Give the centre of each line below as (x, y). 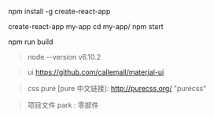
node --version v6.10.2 (64, 57)
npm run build (31, 42)
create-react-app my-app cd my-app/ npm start (86, 26)
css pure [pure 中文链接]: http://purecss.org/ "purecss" (117, 88)
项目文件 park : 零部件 (63, 105)
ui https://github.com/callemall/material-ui (96, 72)
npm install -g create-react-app (59, 11)
